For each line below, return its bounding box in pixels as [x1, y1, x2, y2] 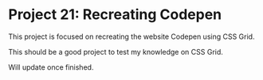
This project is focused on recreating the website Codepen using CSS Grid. [8, 32, 255, 41]
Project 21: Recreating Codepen [8, 6, 222, 24]
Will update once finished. [8, 62, 94, 72]
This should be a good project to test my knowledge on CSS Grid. [8, 47, 223, 56]
